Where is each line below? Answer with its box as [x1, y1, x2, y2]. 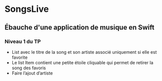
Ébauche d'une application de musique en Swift [4, 23, 155, 32]
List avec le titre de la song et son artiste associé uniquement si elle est [11, 49, 157, 55]
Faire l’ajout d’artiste [11, 70, 53, 76]
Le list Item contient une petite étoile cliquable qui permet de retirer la [11, 59, 154, 65]
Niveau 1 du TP [4, 38, 41, 45]
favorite [11, 54, 28, 60]
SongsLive [4, 3, 49, 15]
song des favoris [11, 65, 46, 71]
